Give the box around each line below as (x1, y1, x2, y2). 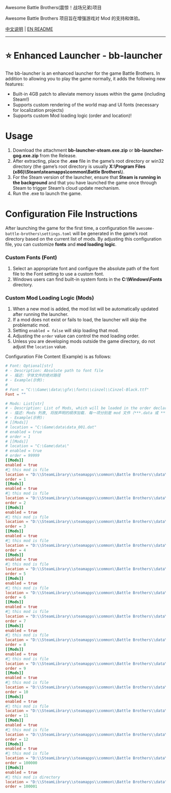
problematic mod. (12, 322, 50, 328)
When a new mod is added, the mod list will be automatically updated (12, 306, 159, 312)
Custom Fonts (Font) (5, 254, 58, 261)
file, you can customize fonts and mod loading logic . (5, 241, 117, 247)
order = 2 (5, 500, 26, 505)
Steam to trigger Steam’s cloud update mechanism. (12, 185, 121, 191)
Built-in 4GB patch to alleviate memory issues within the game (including (12, 91, 165, 97)
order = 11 (5, 713, 28, 718)
